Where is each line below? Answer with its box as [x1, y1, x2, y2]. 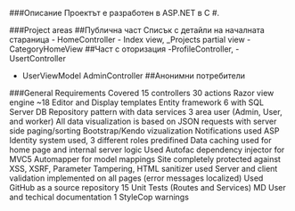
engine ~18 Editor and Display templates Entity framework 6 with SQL [9, 97, 265, 108]
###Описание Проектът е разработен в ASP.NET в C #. [9, 8, 220, 18]
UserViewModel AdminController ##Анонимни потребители [21, 70, 246, 81]
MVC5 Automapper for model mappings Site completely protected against [9, 154, 281, 164]
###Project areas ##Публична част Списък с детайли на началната [9, 25, 265, 35]
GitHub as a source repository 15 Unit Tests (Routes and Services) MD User [9, 183, 287, 192]
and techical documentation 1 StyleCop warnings [9, 191, 190, 202]
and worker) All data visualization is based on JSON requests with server [9, 116, 277, 126]
